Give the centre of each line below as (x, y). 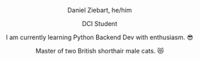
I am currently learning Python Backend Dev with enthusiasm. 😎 (100, 37)
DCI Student (100, 23)
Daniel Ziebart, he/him (100, 10)
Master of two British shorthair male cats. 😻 (100, 51)
